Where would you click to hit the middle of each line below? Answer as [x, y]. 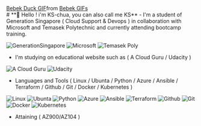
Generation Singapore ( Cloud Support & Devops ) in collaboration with [94, 21]
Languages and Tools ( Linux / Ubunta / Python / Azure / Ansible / [97, 80]
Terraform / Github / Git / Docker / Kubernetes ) [74, 87]
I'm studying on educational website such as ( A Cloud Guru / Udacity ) [103, 57]
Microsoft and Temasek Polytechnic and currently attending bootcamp [94, 27]
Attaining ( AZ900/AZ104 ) [47, 117]
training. [17, 34]
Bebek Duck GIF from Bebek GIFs [47, 8]
